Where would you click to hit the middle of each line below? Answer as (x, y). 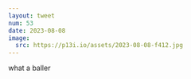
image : (19, 38)
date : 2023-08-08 (37, 30)
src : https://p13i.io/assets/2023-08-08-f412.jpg (99, 45)
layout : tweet (32, 16)
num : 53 (21, 23)
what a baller (29, 68)
